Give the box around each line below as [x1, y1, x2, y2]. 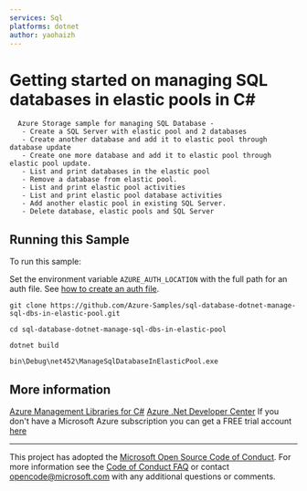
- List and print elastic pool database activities [21, 191, 223, 201]
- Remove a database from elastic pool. [21, 175, 178, 184]
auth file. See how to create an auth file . [9, 284, 160, 295]
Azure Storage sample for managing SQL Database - [17, 120, 215, 129]
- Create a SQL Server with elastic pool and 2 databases [21, 127, 248, 137]
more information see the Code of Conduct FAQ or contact [9, 461, 230, 472]
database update [9, 143, 71, 152]
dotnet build [9, 341, 59, 350]
